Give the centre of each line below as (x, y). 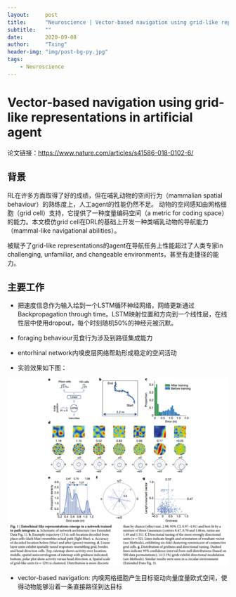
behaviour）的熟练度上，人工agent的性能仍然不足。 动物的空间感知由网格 (114, 204)
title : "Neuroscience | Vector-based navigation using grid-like (113, 22)
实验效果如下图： (42, 368)
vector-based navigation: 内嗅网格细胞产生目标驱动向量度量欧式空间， (119, 578)
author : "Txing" (38, 45)
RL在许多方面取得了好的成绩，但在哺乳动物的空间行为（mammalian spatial (115, 195)
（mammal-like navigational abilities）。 (64, 230)
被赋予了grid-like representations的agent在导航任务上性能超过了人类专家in (115, 245)
